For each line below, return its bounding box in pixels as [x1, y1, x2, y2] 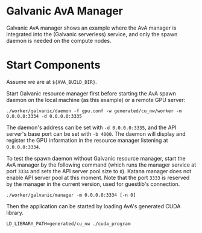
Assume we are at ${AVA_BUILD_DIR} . [6, 78, 98, 85]
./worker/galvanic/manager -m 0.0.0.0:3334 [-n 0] [6, 192, 136, 198]
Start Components [6, 59, 101, 72]
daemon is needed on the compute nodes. [6, 37, 112, 44]
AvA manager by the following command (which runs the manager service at [6, 161, 197, 168]
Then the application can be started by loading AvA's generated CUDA [6, 202, 181, 209]
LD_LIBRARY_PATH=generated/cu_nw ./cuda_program [6, 220, 131, 227]
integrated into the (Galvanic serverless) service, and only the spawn [6, 30, 178, 37]
